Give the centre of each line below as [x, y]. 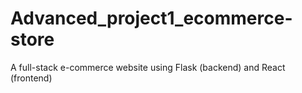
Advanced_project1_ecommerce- [151, 18]
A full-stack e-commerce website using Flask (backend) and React [148, 67]
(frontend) [31, 78]
